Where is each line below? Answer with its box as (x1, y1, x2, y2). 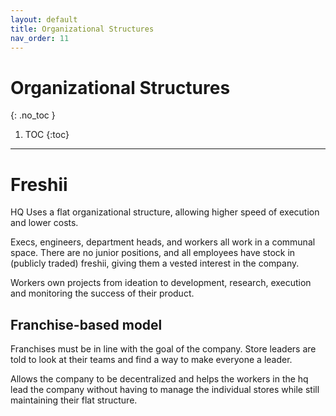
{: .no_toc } (10, 109, 56, 121)
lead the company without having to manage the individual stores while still (10, 384, 320, 396)
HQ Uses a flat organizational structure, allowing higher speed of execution (10, 206, 320, 218)
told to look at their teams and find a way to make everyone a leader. (10, 354, 293, 366)
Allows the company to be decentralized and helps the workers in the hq (10, 373, 309, 385)
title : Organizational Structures (10, 24, 155, 34)
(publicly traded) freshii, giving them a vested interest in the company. (10, 257, 300, 270)
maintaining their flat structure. (10, 394, 138, 406)
